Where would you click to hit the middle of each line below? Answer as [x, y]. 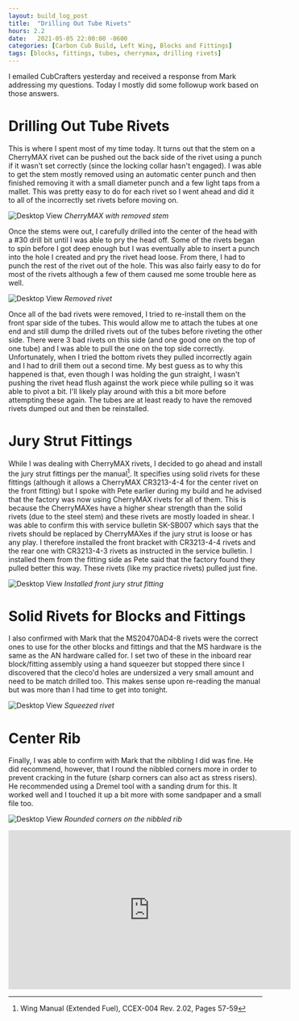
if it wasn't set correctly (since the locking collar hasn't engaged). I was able [135, 166]
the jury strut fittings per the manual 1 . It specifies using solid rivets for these [134, 473]
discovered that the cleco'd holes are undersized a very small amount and [131, 673]
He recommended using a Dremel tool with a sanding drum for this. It [123, 786]
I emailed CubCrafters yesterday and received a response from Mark [122, 76]
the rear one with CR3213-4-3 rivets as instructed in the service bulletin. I [130, 551]
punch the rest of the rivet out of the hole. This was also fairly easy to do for [135, 265]
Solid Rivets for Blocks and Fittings [127, 616]
